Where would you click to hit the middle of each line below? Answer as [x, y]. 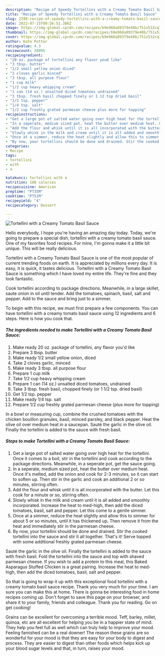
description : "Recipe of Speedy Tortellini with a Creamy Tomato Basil [80, 10]
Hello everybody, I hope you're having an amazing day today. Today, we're [81, 233]
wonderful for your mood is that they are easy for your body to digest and [80, 638]
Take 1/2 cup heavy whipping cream [49, 379]
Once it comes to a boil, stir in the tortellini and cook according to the [82, 459]
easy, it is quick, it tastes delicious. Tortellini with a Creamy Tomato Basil [78, 268]
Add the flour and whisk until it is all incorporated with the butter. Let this [86, 490]
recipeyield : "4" [23, 201]
